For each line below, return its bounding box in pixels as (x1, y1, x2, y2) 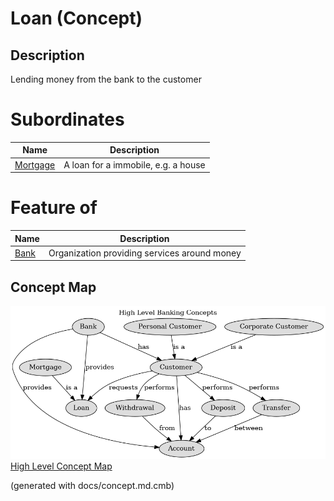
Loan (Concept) (10, 7, 143, 30)
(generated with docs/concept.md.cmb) (10, 479, 175, 491)
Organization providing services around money (48, 247, 242, 259)
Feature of (10, 197, 98, 219)
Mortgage (14, 158, 56, 171)
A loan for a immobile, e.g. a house (63, 158, 206, 171)
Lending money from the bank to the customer (10, 73, 202, 85)
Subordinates (10, 108, 125, 131)
